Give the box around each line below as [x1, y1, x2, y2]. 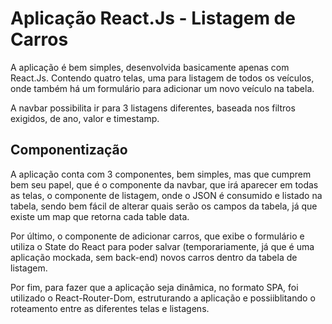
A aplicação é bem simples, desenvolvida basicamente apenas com [10, 61, 290, 73]
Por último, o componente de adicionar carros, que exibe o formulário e [10, 230, 305, 242]
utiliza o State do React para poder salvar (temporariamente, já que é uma [10, 240, 315, 252]
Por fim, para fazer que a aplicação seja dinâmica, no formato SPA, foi [10, 281, 299, 293]
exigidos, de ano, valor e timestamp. [10, 112, 160, 124]
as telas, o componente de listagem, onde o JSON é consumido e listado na [10, 189, 323, 201]
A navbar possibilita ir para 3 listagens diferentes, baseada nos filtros [10, 102, 296, 114]
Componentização [10, 142, 128, 159]
